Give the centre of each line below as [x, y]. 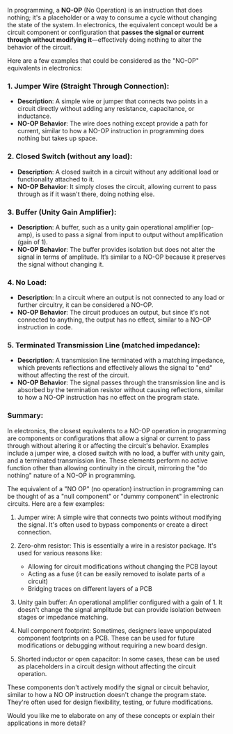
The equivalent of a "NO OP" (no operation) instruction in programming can [115, 488]
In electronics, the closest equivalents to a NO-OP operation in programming [117, 430]
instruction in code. [45, 327]
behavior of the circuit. [40, 47]
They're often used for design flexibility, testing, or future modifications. [110, 702]
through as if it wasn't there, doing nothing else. [86, 194]
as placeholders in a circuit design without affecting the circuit [106, 666]
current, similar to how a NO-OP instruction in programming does [111, 131]
